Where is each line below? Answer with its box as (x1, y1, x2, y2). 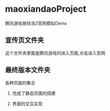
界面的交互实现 (12, 101, 43, 107)
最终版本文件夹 (5, 66, 51, 74)
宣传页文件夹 (5, 36, 44, 45)
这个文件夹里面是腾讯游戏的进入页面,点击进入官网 (5, 50, 106, 56)
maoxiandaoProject (5, 3, 87, 15)
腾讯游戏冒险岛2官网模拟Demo (5, 20, 67, 26)
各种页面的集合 (5, 80, 35, 85)
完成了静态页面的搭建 (12, 90, 55, 96)
